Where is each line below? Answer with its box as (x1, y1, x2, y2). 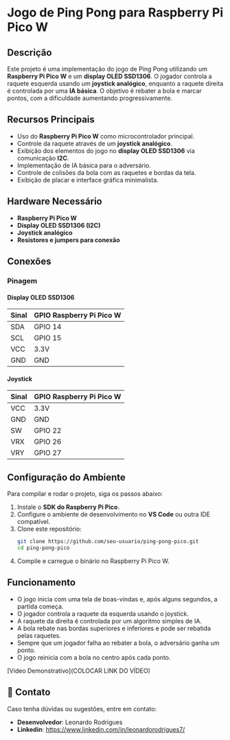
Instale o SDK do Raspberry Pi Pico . (16, 503, 120, 512)
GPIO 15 (34, 333, 62, 343)
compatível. (16, 518, 51, 526)
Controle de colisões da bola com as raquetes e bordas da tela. (16, 168, 196, 176)
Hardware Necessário (7, 195, 102, 207)
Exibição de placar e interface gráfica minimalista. (16, 176, 159, 184)
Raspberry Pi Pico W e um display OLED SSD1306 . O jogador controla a (7, 72, 212, 80)
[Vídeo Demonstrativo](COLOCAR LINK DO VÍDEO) (7, 667, 151, 675)
